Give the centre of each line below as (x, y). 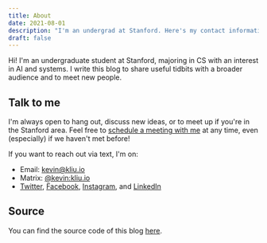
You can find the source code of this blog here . (85, 230)
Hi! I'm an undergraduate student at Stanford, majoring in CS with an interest (133, 61)
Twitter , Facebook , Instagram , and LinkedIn (90, 186)
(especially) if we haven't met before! (69, 139)
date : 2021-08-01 (37, 23)
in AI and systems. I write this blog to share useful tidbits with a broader (126, 69)
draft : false (30, 38)
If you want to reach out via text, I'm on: (74, 154)
